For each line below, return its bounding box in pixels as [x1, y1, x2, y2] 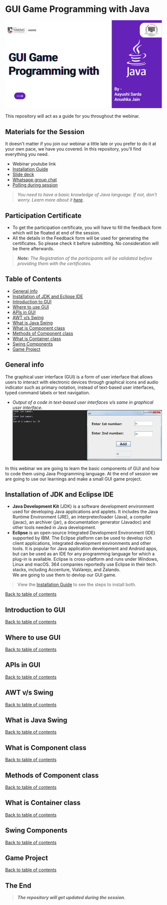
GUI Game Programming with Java [5, 3, 150, 15]
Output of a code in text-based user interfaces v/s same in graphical [12, 399, 154, 405]
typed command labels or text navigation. [5, 389, 90, 395]
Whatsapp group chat [12, 177, 57, 183]
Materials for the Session [5, 128, 84, 136]
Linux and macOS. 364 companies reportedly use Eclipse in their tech [12, 561, 156, 567]
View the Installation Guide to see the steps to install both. [17, 582, 137, 588]
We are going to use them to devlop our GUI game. [12, 572, 117, 578]
